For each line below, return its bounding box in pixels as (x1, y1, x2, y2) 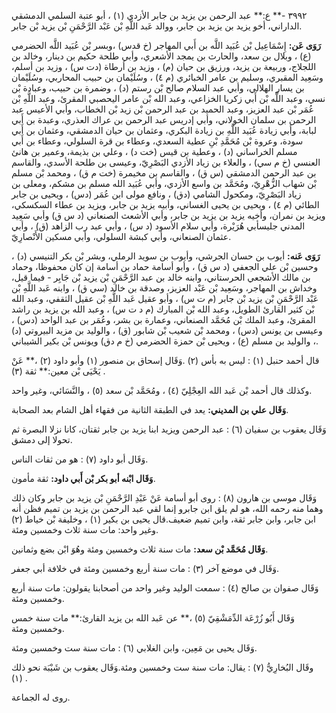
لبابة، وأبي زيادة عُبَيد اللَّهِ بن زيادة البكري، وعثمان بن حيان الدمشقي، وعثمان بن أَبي (11, 125, 318, 136)
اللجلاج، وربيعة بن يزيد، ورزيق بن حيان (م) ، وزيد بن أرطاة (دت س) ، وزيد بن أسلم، (11, 61, 317, 72)
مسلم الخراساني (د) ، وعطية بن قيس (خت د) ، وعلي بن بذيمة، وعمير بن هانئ (11, 146, 298, 157)
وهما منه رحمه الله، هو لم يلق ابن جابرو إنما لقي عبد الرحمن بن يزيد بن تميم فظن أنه (11, 503, 324, 514)
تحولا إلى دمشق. (11, 434, 73, 445)
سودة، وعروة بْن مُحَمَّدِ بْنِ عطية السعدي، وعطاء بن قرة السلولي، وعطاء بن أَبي (11, 135, 304, 147)
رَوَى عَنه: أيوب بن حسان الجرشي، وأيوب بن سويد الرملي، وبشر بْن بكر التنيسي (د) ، (11, 250, 321, 262)
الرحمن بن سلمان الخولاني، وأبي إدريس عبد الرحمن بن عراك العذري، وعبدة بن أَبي (11, 114, 317, 125)
